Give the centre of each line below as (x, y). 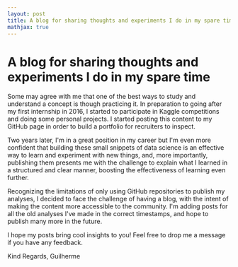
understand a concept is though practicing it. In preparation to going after (115, 104)
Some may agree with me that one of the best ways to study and (102, 97)
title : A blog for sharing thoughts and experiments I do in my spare (114, 20)
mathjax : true (28, 27)
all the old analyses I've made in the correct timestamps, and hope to (108, 214)
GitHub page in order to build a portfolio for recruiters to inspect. (102, 126)
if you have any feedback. (45, 243)
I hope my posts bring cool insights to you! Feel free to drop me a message (117, 235)
